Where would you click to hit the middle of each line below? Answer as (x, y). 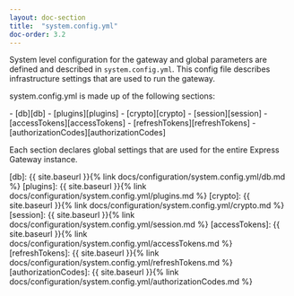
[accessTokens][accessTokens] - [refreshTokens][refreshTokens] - (133, 123)
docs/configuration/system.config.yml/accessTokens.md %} (121, 244)
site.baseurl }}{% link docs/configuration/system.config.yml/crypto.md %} (147, 205)
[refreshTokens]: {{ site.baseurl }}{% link (84, 253)
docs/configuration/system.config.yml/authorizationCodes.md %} (131, 282)
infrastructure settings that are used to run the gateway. (112, 79)
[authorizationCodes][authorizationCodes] (87, 133)
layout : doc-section (48, 17)
